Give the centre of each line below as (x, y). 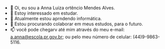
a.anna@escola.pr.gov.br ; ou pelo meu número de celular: (71, 37)
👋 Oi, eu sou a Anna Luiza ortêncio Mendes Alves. (63, 8)
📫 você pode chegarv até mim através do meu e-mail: (67, 30)
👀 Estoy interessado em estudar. (44, 13)
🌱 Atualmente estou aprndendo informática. (56, 18)
